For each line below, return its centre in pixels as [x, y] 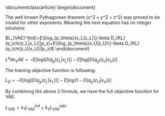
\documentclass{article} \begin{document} [50, 7]
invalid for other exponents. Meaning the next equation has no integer [78, 23]
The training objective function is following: [51, 70]
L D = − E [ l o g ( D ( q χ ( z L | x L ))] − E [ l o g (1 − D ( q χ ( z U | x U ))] [58, 81]
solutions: [16, 28]
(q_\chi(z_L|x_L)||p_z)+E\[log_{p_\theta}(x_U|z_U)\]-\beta [65, 43]
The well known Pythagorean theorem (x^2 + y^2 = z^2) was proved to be [83, 17]
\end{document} [73, 49]
